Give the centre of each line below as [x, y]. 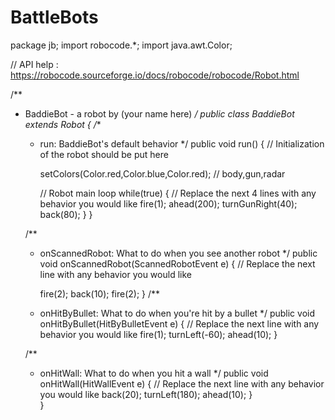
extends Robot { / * [63, 124]
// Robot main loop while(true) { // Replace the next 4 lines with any [178, 193]
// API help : [34, 64]
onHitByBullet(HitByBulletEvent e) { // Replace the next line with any [179, 323]
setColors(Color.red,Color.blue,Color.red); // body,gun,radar [162, 173]
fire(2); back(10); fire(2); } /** [100, 293]
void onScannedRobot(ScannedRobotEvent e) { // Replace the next [177, 263]
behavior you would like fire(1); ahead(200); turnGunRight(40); [168, 203]
